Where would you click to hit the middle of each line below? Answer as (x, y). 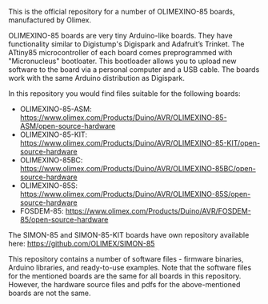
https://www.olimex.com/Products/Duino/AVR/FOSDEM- (158, 211)
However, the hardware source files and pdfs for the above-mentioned (124, 284)
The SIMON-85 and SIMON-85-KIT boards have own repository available (129, 235)
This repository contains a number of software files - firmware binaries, (126, 259)
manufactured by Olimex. (50, 20)
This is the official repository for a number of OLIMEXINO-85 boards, (122, 12)
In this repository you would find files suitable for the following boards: (125, 94)
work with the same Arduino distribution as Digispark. (97, 78)
